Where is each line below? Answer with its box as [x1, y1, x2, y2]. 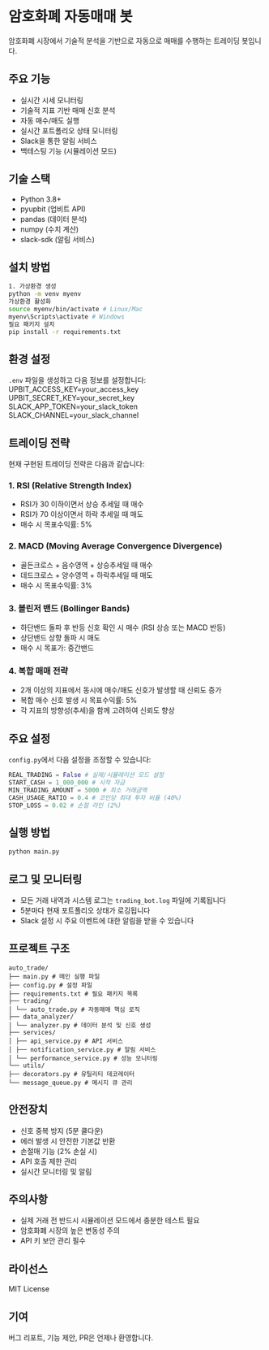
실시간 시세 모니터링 [19, 95, 83, 105]
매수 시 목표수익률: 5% [19, 519, 92, 529]
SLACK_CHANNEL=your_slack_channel [8, 410, 139, 420]
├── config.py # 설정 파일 [8, 981, 93, 989]
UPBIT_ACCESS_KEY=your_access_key [8, 384, 139, 394]
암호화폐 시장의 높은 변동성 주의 [19, 1226, 120, 1235]
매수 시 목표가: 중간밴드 [19, 643, 95, 653]
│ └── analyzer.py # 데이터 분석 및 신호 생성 [8, 1021, 152, 1029]
